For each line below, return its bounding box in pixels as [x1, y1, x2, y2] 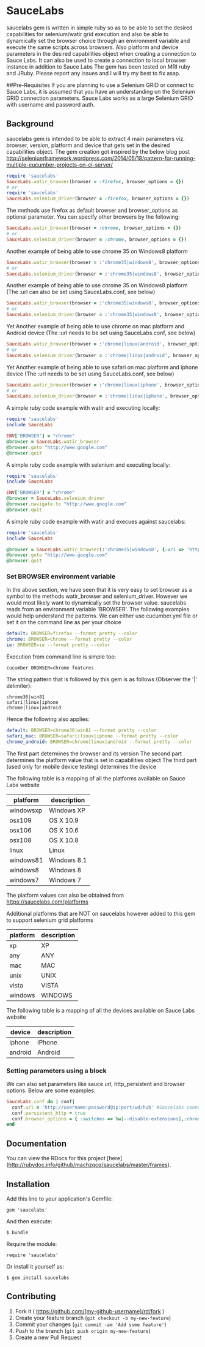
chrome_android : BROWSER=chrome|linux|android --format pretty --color [6, 739, 192, 745]
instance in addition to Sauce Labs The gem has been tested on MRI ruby [6, 62, 190, 70]
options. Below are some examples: [6, 1087, 96, 1094]
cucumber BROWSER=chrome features [6, 665, 95, 671]
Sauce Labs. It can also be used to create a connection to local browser [6, 56, 187, 64]
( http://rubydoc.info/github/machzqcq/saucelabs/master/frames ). [6, 1161, 171, 1169]
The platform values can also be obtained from [6, 891, 124, 899]
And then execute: [6, 1217, 52, 1225]
